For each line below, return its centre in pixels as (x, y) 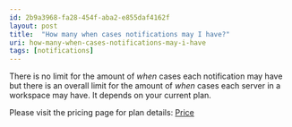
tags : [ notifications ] (52, 51)
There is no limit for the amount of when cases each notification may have (146, 76)
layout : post (34, 26)
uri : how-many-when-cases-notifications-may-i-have (107, 42)
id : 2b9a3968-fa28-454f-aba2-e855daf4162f (90, 17)
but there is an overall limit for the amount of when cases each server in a (145, 86)
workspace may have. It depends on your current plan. (111, 96)
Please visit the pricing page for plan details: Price (102, 113)
